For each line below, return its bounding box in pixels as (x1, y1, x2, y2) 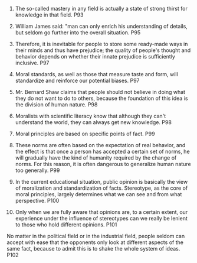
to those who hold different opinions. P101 (15, 221, 117, 228)
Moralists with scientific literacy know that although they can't (15, 112, 166, 119)
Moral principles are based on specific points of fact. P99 (15, 130, 155, 137)
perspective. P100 (15, 197, 60, 204)
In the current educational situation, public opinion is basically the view (15, 178, 188, 185)
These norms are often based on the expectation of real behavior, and (15, 142, 186, 148)
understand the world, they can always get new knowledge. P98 (15, 119, 172, 126)
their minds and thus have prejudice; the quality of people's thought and (15, 47, 191, 54)
